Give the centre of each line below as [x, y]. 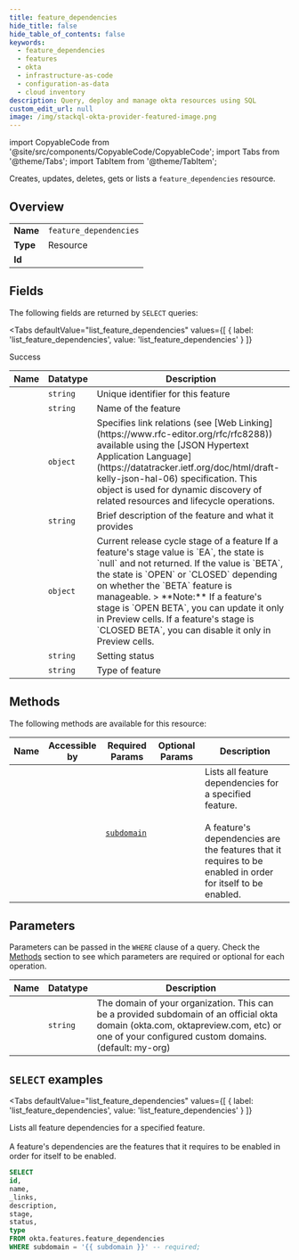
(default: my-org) [133, 1048]
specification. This [219, 478]
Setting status [125, 655]
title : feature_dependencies [63, 17]
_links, [24, 1197]
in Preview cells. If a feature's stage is [175, 619]
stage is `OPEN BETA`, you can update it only [190, 607]
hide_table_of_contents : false [67, 34]
